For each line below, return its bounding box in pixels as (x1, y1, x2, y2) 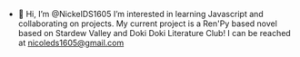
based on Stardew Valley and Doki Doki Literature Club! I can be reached (17, 28, 291, 38)
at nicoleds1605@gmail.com (17, 37, 125, 48)
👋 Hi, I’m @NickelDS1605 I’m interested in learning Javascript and (17, 9, 264, 19)
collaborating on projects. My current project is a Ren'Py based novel (17, 18, 277, 29)
